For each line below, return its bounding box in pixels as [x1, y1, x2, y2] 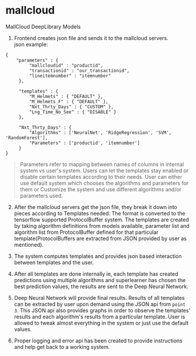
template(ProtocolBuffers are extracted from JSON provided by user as [14, 234, 187, 242]
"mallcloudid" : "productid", [29, 63, 104, 68]
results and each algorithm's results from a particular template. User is [14, 313, 185, 320]
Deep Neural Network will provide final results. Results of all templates [14, 294, 185, 301]
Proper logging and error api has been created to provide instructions [14, 337, 183, 344]
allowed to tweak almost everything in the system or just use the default [14, 319, 189, 326]
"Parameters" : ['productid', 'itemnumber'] [29, 140, 141, 146]
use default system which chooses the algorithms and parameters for [19, 179, 189, 187]
